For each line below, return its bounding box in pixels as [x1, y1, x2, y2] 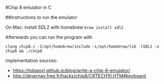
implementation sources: [5, 57, 58, 64]
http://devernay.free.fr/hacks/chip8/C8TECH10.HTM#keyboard [12, 73, 146, 79]
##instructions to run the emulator [5, 14, 78, 20]
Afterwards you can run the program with [5, 34, 93, 40]
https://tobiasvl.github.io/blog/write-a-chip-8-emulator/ [12, 68, 131, 73]
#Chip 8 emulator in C [5, 5, 52, 10]
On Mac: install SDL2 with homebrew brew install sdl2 [5, 24, 124, 30]
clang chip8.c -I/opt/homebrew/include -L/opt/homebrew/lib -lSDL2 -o [5, 44, 159, 49]
